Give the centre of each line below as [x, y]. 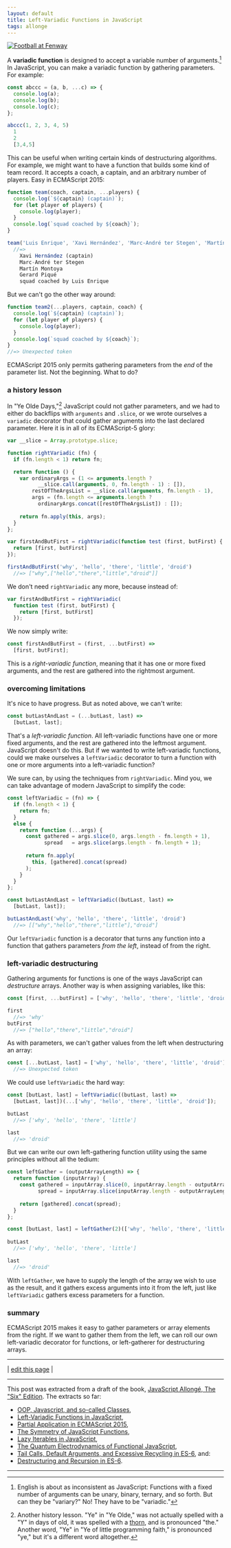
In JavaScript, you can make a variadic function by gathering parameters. [111, 68]
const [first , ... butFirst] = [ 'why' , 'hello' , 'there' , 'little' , [106, 998]
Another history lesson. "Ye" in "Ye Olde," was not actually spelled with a [120, 1515]
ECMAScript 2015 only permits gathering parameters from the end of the [110, 365]
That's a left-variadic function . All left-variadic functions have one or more [112, 736]
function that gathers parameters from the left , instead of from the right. [109, 945]
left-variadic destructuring [53, 963]
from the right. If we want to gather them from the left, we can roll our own [112, 1335]
